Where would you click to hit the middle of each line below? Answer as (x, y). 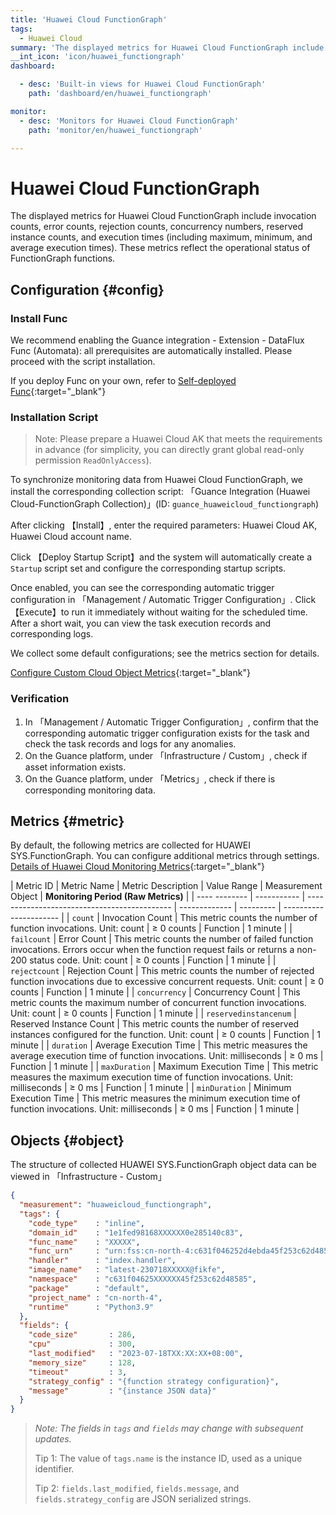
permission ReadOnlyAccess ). (93, 460)
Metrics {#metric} (67, 821)
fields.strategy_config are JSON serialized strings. (143, 1499)
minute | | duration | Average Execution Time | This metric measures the (159, 1045)
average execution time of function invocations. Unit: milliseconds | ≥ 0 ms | (167, 1056)
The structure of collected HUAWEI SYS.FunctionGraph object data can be (163, 1165)
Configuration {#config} (87, 289)
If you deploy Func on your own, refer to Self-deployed (123, 380)
